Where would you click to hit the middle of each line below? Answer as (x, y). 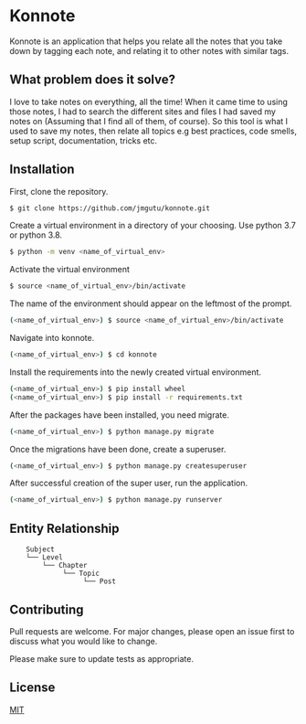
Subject (40, 549)
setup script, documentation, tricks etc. (84, 140)
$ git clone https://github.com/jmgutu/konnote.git (110, 208)
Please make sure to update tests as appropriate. (102, 658)
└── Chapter (65, 566)
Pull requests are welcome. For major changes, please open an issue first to (152, 631)
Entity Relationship (65, 528)
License (32, 688)
